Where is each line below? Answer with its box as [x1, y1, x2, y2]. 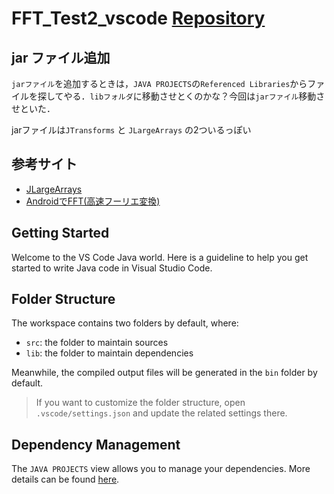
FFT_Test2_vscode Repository [11, 7, 266, 30]
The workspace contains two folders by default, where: [11, 317, 239, 329]
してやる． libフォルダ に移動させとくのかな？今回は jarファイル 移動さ [45, 90, 326, 102]
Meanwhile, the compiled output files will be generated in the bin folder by [11, 367, 318, 379]
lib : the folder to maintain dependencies [25, 347, 194, 359]
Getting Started [11, 225, 110, 242]
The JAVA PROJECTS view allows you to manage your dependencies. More [11, 463, 311, 475]
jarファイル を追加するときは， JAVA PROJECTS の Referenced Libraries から [11, 78, 308, 89]
